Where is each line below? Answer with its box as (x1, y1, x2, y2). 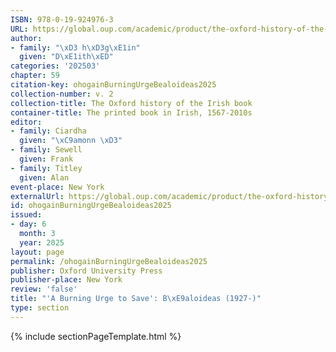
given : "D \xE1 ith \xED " (19, 52, 114, 62)
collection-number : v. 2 (10, 89, 114, 99)
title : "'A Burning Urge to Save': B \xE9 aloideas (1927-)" (10, 294, 262, 304)
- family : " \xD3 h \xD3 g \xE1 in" (10, 42, 141, 53)
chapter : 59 (10, 71, 60, 81)
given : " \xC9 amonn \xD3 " (19, 136, 123, 146)
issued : (10, 210, 43, 220)
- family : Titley (10, 163, 83, 173)
